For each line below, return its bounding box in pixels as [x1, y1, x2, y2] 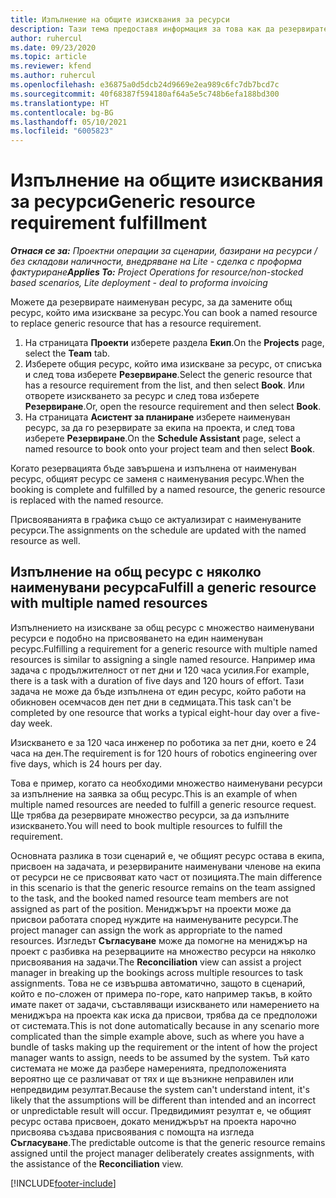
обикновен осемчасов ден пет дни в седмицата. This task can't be [10, 696, 292, 708]
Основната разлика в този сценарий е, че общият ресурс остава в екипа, [10, 849, 325, 861]
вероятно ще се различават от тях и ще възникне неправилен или [10, 1072, 295, 1085]
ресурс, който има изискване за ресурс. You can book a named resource [10, 307, 318, 319]
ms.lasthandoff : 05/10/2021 [10, 117, 128, 127]
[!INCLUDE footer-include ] [10, 1177, 117, 1189]
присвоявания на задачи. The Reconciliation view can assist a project [10, 956, 302, 968]
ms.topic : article [10, 52, 87, 62]
